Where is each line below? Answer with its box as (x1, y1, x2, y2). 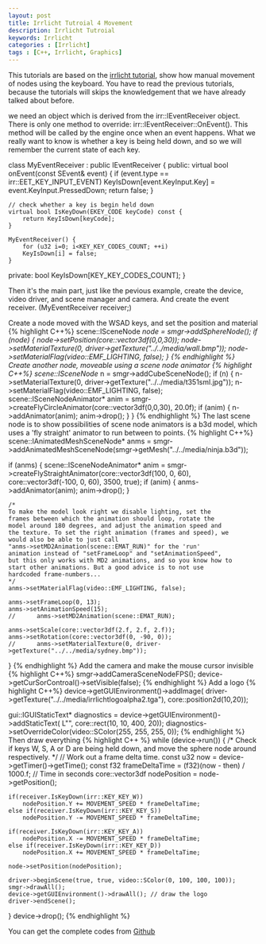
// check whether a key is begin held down (8, 201, 155, 209)
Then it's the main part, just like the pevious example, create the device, (8, 286, 244, 295)
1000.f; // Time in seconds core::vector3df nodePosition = (8, 769, 198, 779)
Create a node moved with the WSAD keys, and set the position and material (8, 319, 258, 327)
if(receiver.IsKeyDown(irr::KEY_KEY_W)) (8, 793, 145, 801)
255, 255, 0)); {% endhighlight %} (134, 727, 245, 736)
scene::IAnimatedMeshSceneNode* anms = (8, 436, 152, 446)
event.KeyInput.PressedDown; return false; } (8, 186, 154, 195)
